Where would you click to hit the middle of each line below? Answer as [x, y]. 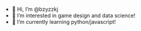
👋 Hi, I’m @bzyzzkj [35, 9]
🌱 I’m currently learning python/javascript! [64, 22]
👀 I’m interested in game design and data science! [73, 15]
